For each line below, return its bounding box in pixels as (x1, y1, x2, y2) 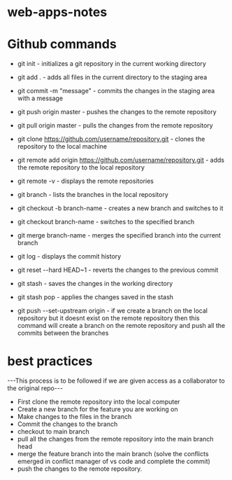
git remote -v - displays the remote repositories (17, 177, 154, 186)
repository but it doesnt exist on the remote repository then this (17, 314, 201, 322)
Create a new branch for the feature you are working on (17, 405, 178, 413)
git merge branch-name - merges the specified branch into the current (17, 231, 222, 240)
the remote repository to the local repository (17, 163, 145, 172)
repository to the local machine (17, 142, 107, 151)
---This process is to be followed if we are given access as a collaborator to (7, 376, 225, 385)
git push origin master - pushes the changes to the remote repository (17, 108, 217, 116)
